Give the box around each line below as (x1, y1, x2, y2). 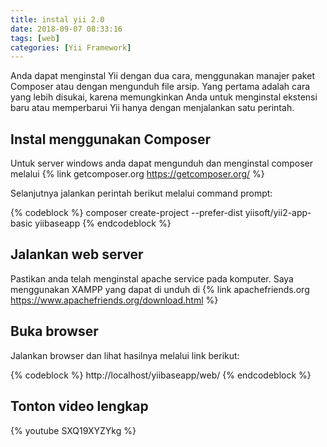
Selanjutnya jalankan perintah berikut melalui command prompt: (10, 187, 273, 200)
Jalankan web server (10, 246, 144, 263)
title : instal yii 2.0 (10, 14, 105, 25)
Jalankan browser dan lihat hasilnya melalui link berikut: (10, 349, 240, 361)
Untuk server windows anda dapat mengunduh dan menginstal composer (10, 157, 313, 170)
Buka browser (10, 323, 99, 340)
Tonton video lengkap (10, 398, 149, 415)
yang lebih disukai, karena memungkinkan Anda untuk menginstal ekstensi (10, 91, 318, 103)
